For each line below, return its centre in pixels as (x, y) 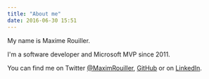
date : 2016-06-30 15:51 (42, 20)
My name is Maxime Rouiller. (49, 40)
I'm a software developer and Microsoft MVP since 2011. (89, 54)
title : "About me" (34, 14)
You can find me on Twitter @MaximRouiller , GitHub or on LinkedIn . (105, 68)
